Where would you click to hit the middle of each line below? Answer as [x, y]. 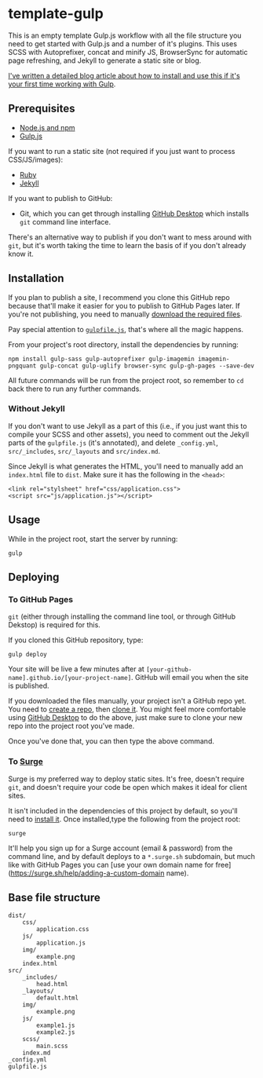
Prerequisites [42, 109]
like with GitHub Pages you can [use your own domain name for [111, 864]
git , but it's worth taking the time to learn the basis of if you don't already [127, 245]
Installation [36, 278]
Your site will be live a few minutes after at [77, 669]
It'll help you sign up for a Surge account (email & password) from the [121, 848]
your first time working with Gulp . [62, 84]
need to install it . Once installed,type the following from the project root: [124, 819]
